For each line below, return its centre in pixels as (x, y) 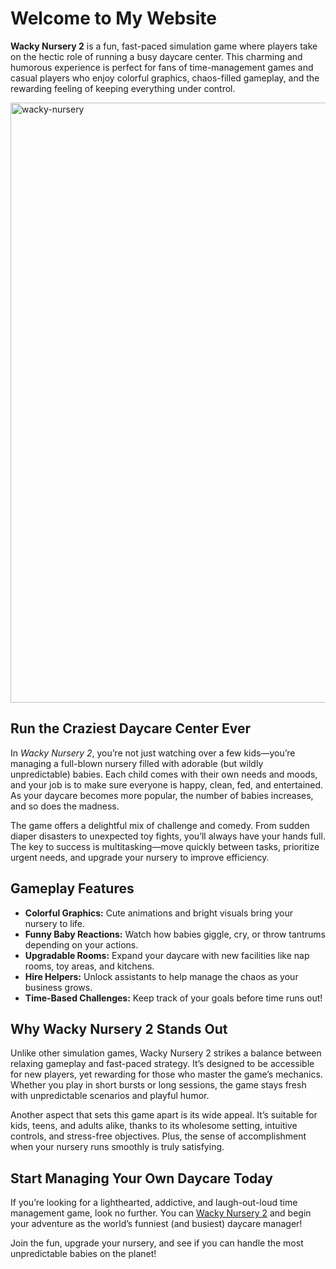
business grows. (58, 987)
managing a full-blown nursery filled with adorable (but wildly (137, 763)
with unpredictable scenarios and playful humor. (110, 1096)
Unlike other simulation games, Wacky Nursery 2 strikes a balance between (166, 1053)
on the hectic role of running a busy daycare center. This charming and (156, 56)
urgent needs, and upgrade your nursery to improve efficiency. (140, 857)
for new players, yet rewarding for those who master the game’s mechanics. (166, 1074)
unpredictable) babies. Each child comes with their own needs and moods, (164, 774)
